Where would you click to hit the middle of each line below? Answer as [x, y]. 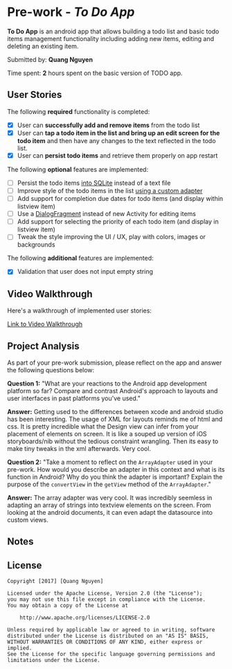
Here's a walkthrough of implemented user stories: [80, 311]
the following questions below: [51, 370]
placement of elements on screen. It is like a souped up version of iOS [107, 434]
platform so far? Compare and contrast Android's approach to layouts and [113, 391]
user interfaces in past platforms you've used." [74, 398]
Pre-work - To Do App [71, 12]
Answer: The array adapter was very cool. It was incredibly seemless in [110, 498]
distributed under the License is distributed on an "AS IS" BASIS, [108, 636]
